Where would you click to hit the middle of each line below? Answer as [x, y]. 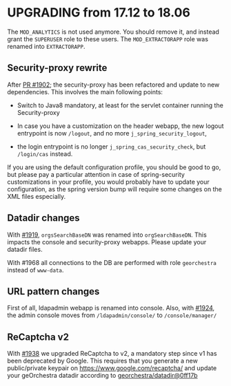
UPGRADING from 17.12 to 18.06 [99, 13]
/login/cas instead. [45, 153]
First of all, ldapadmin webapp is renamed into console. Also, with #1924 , [111, 308]
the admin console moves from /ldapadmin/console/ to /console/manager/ [112, 315]
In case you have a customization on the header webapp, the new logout [120, 126]
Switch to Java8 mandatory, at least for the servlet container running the [120, 105]
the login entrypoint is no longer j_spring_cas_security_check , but [111, 147]
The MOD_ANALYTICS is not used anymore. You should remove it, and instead [113, 32]
